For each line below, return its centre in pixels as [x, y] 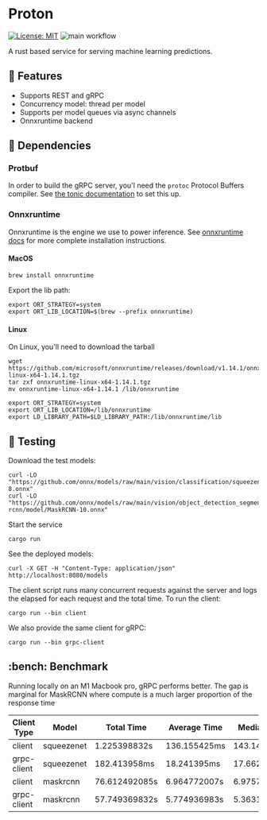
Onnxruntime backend [56, 121]
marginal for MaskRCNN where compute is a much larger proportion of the [130, 694]
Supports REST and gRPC [62, 95]
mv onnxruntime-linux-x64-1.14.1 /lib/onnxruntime [94, 389]
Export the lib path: [39, 290]
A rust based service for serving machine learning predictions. [110, 51]
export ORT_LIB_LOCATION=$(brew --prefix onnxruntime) [101, 311]
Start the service [35, 524]
